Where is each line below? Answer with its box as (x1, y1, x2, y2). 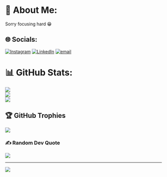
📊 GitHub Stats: (5, 67, 73, 78)
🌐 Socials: (5, 35, 38, 44)
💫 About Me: (5, 4, 58, 16)
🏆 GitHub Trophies (5, 111, 66, 120)
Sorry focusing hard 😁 (5, 21, 52, 27)
